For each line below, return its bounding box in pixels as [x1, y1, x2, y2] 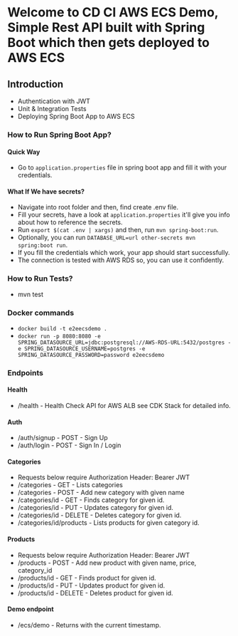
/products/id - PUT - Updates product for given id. [17, 581, 166, 590]
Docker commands [7, 308, 75, 318]
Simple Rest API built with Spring [7, 19, 205, 36]
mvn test [17, 290, 44, 298]
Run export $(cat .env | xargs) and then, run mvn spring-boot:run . [17, 226, 219, 234]
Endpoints [7, 367, 44, 377]
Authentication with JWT [17, 97, 91, 105]
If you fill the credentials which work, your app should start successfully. [17, 249, 230, 257]
